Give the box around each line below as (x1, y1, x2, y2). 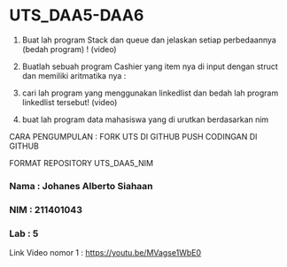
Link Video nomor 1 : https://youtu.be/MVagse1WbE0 (9, 248, 202, 258)
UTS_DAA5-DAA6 (9, 5, 144, 26)
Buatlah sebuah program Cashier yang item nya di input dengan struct (21, 61, 279, 72)
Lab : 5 (9, 227, 39, 240)
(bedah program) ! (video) (21, 43, 117, 54)
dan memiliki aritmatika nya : (21, 70, 127, 80)
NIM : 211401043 (9, 203, 82, 216)
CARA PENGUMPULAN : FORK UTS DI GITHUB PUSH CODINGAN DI (9, 131, 258, 141)
